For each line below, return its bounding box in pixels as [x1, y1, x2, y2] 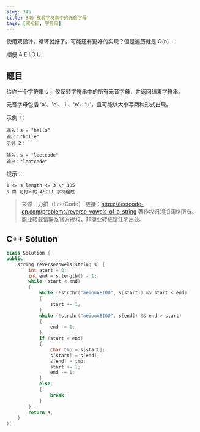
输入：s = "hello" [6, 127, 51, 133]
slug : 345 [6, 9, 32, 15]
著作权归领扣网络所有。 [138, 208, 198, 215]
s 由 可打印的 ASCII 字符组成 [6, 189, 75, 195]
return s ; [28, 409, 53, 415]
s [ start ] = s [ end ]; [50, 352, 100, 359]
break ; [50, 392, 67, 398]
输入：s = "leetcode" [6, 152, 59, 158]
